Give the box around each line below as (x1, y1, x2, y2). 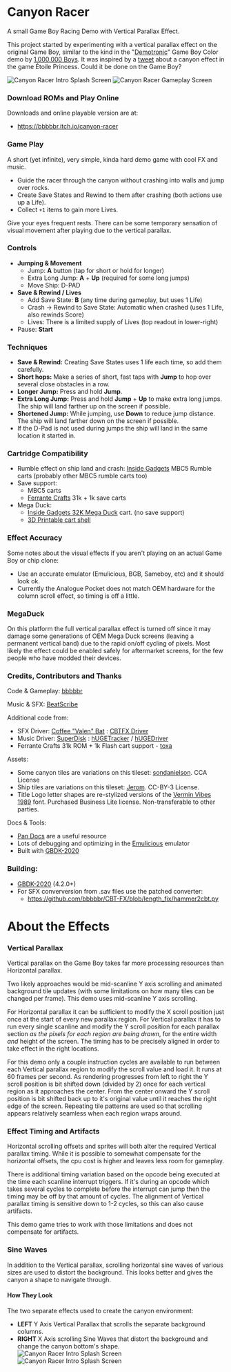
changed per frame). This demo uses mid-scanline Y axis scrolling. (7, 995, 198, 1003)
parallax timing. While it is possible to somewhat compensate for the (7, 1149, 201, 1158)
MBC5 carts (27, 487, 62, 495)
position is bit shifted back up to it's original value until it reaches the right (7, 1095, 217, 1103)
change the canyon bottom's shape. (17, 1342, 120, 1350)
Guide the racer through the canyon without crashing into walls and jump (17, 176, 225, 184)
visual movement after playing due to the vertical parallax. (7, 226, 172, 234)
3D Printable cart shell (27, 516, 91, 524)
